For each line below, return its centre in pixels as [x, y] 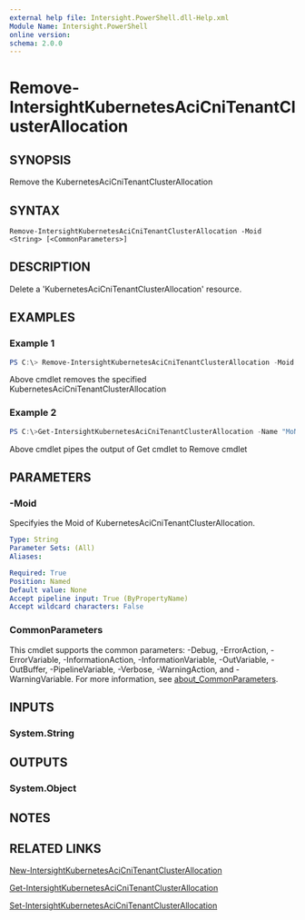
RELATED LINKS [55, 849]
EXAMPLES [42, 317]
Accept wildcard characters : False [77, 607]
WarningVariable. [42, 678]
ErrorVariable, [35, 659]
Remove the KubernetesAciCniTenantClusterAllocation [111, 182]
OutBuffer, [29, 669]
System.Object [43, 788]
